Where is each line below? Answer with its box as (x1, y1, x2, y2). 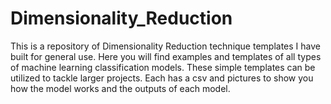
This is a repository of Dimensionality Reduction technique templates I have (10, 40, 321, 52)
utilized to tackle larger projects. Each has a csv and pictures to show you (10, 72, 314, 84)
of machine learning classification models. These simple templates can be (10, 61, 316, 73)
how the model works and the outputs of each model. (10, 82, 231, 94)
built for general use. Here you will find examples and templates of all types (10, 50, 322, 62)
